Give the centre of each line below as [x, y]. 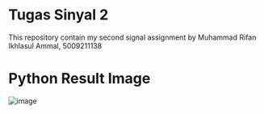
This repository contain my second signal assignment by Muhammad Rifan [132, 37]
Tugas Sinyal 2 [59, 15]
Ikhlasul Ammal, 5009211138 [55, 45]
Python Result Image [80, 79]
